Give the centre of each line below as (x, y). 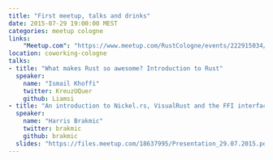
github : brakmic (51, 136)
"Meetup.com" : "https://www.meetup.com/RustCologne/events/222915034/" (147, 46)
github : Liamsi (49, 99)
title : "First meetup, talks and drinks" (80, 16)
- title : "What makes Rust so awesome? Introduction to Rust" (116, 69)
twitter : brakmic (52, 128)
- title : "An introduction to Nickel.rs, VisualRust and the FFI (121, 106)
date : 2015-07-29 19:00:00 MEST (63, 23)
